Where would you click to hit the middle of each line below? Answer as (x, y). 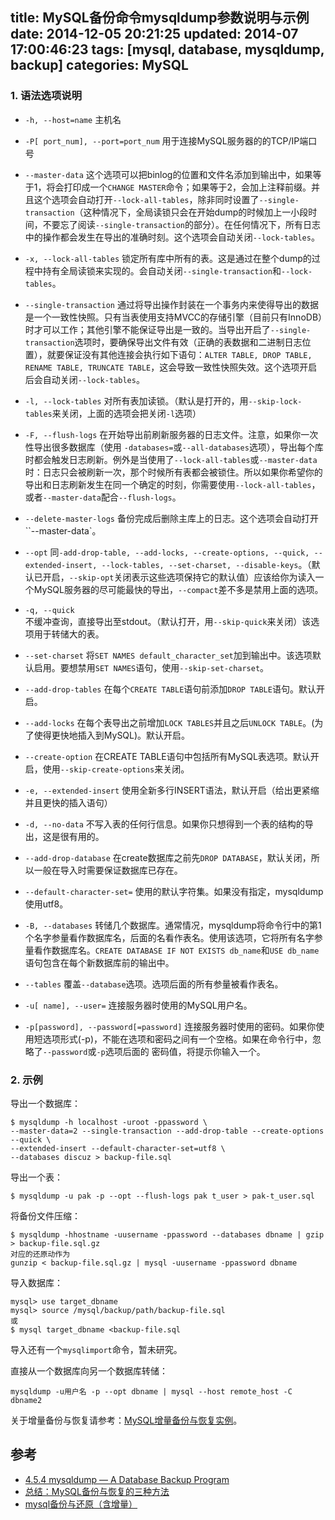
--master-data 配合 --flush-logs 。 (112, 497)
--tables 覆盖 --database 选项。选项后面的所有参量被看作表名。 (154, 984)
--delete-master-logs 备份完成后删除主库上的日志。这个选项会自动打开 (171, 518)
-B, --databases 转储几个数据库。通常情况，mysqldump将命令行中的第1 (173, 925)
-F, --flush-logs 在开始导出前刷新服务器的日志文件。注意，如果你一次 (171, 434)
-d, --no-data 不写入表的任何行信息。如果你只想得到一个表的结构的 (164, 824)
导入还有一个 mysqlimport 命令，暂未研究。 (96, 1349)
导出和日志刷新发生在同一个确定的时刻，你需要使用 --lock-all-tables (168, 484)
